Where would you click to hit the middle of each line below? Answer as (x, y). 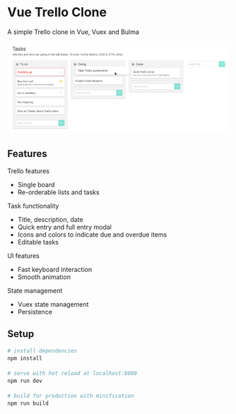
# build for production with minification (71, 396)
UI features (24, 256)
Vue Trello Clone (57, 12)
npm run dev (25, 381)
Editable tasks (38, 242)
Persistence (35, 312)
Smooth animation (44, 277)
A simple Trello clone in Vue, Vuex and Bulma (73, 32)
